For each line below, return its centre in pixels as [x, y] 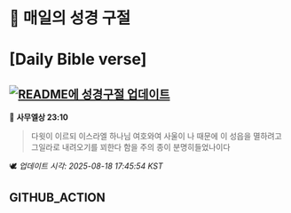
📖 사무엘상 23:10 [39, 117]
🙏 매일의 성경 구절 [70, 18]
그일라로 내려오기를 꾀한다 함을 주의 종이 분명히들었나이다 [130, 147]
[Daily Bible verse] [78, 59]
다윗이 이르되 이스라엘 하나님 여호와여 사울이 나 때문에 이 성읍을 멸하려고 [156, 136]
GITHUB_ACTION [58, 197]
